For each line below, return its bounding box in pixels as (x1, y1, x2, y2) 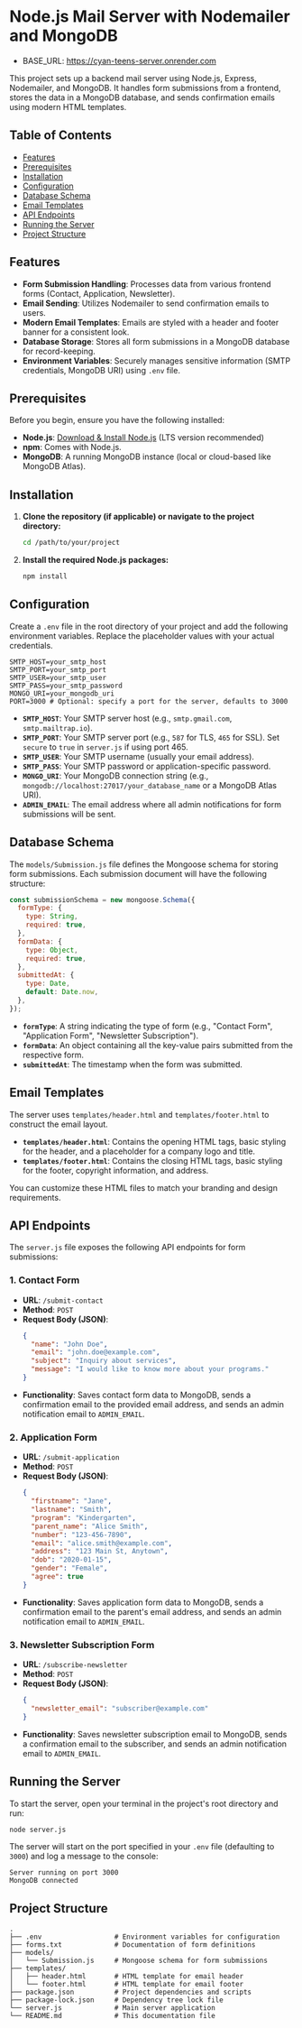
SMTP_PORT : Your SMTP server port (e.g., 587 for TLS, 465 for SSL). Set (22, 732, 279, 742)
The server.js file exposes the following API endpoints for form (9, 1242, 246, 1253)
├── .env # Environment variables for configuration (9, 1932, 280, 1941)
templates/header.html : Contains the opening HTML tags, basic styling (22, 1136, 287, 1147)
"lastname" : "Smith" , (31, 1505, 113, 1515)
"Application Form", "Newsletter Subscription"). (22, 1030, 199, 1041)
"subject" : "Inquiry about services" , (31, 1356, 177, 1366)
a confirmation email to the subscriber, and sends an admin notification (22, 1738, 287, 1749)
